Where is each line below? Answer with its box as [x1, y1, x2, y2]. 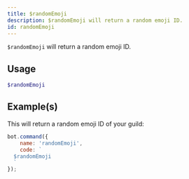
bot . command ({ [7, 133, 49, 140]
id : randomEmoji [7, 23, 55, 30]
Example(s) [7, 101, 58, 113]
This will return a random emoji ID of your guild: [7, 119, 145, 128]
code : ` [20, 146, 42, 153]
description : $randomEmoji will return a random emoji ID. [7, 17, 183, 24]
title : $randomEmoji [7, 10, 68, 18]
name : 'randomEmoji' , [20, 140, 83, 147]
